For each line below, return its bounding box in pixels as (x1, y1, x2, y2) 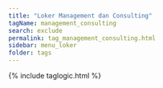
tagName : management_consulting (8, 19, 116, 27)
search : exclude (8, 26, 63, 34)
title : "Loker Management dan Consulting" (8, 11, 153, 20)
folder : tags (8, 49, 52, 57)
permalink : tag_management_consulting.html (8, 34, 157, 42)
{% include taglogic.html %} (8, 71, 102, 80)
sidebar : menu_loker (8, 42, 78, 50)
